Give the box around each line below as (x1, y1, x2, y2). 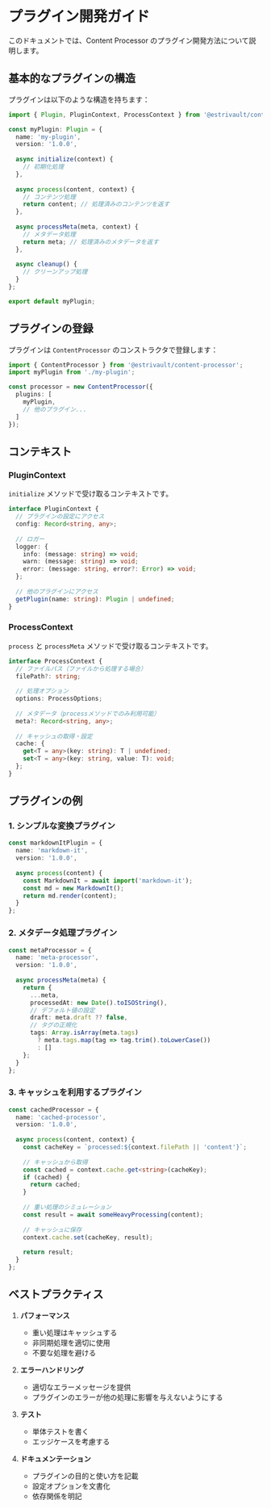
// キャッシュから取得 (23, 1158, 89, 1167)
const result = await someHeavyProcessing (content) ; (23, 1210, 204, 1219)
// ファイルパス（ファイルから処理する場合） (15, 664, 147, 672)
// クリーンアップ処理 (23, 268, 88, 276)
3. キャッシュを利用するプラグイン (8, 1087, 143, 1098)
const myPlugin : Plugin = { (8, 125, 103, 133)
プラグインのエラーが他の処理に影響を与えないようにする (31, 1392, 223, 1401)
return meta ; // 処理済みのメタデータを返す (23, 237, 159, 246)
